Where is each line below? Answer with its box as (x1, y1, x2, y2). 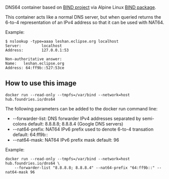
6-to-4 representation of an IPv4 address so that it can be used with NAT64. (5, 20, 164, 25)
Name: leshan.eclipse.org (5, 61, 65, 66)
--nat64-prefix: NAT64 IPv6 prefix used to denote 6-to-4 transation (12, 126, 154, 132)
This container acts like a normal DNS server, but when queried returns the (5, 14, 161, 20)
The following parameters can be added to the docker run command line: (5, 105, 158, 111)
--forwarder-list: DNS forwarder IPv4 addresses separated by (12, 115, 142, 122)
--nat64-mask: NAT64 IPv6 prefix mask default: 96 (12, 137, 119, 143)
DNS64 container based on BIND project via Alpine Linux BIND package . (5, 5, 156, 10)
